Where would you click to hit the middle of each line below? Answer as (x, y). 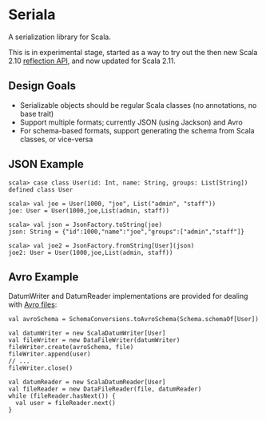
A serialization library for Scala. (60, 37)
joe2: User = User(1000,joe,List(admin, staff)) (91, 252)
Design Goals (42, 86)
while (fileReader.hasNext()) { (62, 396)
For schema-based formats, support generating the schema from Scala (137, 130)
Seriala (32, 15)
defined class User (41, 189)
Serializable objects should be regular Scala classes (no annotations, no (138, 105)
